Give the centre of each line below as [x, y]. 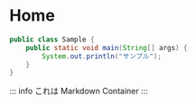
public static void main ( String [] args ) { [107, 48]
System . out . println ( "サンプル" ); [102, 56]
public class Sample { [52, 39]
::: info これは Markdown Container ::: [79, 91]
